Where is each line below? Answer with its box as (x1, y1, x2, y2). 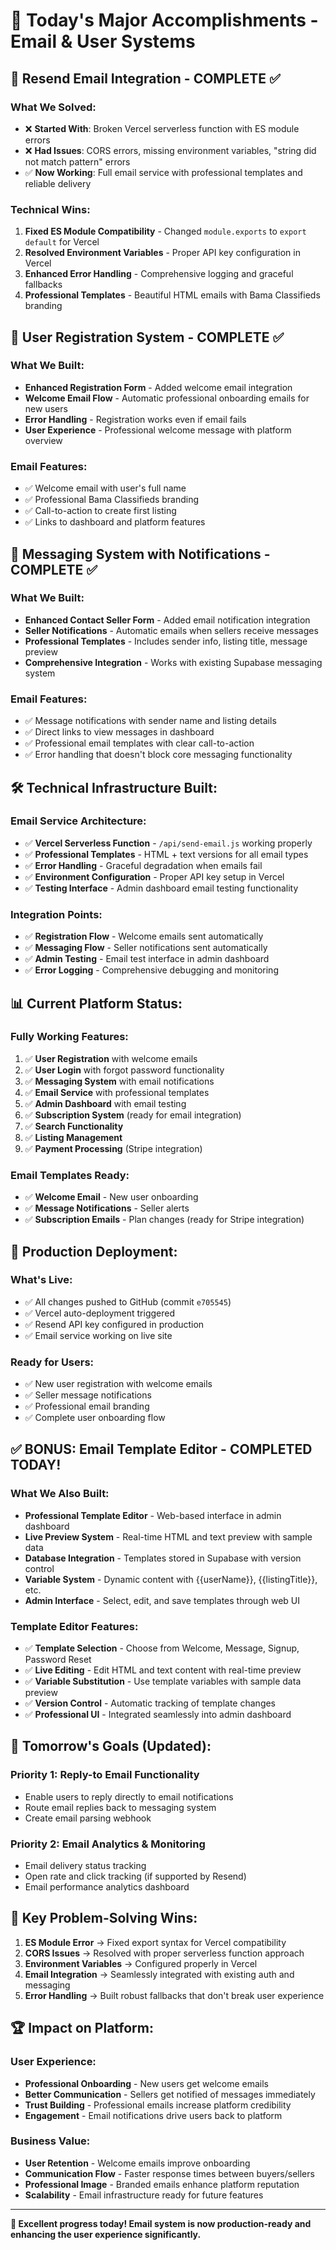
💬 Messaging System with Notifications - (10, 545, 271, 563)
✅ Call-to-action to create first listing (24, 505, 177, 517)
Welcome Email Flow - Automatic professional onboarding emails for (24, 392, 310, 404)
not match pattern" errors (24, 155, 131, 168)
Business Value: (10, 2134, 91, 2148)
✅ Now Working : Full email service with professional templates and (24, 166, 303, 178)
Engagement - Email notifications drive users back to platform (24, 2109, 283, 2121)
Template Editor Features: (10, 1619, 139, 1633)
